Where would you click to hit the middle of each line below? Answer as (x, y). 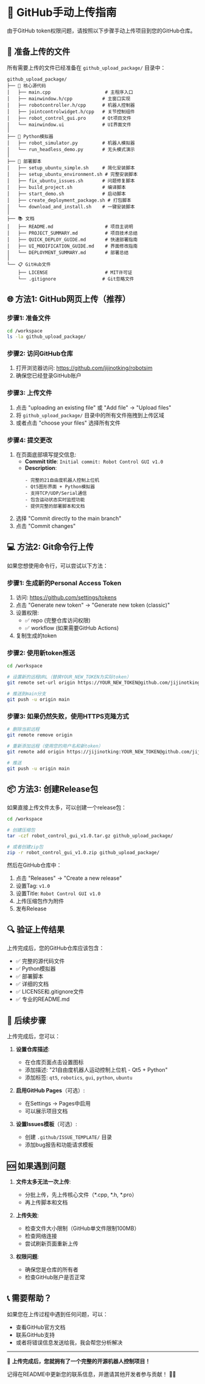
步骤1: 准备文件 (29, 318)
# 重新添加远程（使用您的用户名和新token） (55, 746)
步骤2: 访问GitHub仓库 (40, 354)
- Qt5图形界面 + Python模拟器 (60, 487)
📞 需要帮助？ (30, 1298)
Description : (41, 468)
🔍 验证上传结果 (36, 929)
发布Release (31, 909)
